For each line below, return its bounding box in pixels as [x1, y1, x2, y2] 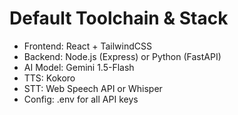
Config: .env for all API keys [23, 93, 139, 105]
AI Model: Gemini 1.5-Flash [23, 61, 135, 73]
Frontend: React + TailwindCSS [23, 40, 152, 52]
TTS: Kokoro [23, 72, 76, 84]
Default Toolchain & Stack [9, 7, 229, 30]
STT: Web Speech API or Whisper [23, 82, 163, 94]
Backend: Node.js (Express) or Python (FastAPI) [23, 50, 222, 62]
